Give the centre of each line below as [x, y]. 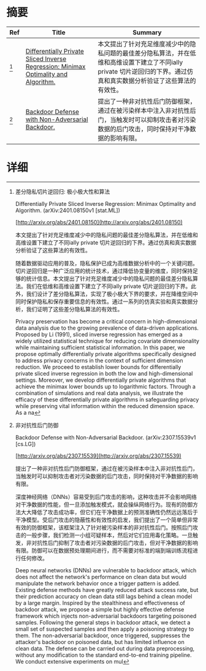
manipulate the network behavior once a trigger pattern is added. [98, 583]
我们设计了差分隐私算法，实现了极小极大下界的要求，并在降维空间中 [112, 294]
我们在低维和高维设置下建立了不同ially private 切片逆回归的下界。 [109, 286]
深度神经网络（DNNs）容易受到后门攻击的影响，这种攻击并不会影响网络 [106, 496]
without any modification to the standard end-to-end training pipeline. [103, 655]
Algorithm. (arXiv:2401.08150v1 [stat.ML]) [68, 210]
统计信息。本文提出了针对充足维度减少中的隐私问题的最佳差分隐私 [109, 278]
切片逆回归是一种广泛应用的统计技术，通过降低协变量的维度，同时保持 [104, 271]
